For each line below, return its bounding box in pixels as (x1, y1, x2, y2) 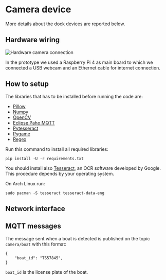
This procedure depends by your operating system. (5, 170, 114, 177)
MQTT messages (5, 222, 62, 231)
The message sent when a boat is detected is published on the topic (5, 235, 150, 241)
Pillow (12, 103, 26, 109)
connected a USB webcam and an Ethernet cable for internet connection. (5, 64, 161, 71)
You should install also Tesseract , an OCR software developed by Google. (5, 165, 161, 171)
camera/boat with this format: (5, 241, 67, 247)
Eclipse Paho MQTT (12, 119, 55, 126)
